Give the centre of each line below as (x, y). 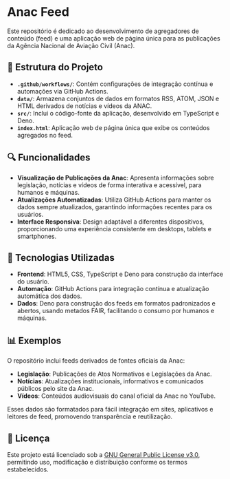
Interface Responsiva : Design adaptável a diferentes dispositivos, (111, 222)
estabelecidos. (28, 469)
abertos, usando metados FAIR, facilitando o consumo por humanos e (116, 311)
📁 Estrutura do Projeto (55, 67)
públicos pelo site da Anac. (55, 389)
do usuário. (33, 281)
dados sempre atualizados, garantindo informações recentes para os (115, 206)
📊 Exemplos (34, 340)
